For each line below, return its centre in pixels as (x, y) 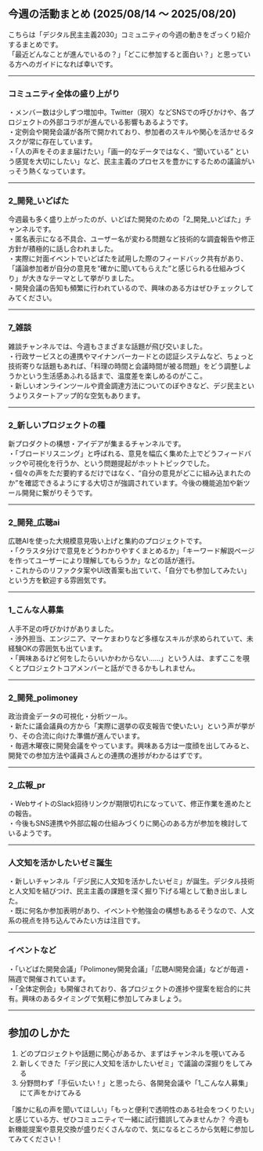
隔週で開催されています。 (49, 979)
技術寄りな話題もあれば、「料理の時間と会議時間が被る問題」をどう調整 (123, 366)
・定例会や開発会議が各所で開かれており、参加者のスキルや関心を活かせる (128, 132)
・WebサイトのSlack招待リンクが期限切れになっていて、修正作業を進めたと (130, 804)
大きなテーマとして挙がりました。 (83, 278)
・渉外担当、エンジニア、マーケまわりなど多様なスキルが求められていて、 (128, 638)
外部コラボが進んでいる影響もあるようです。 (121, 122)
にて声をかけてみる (50, 1092)
